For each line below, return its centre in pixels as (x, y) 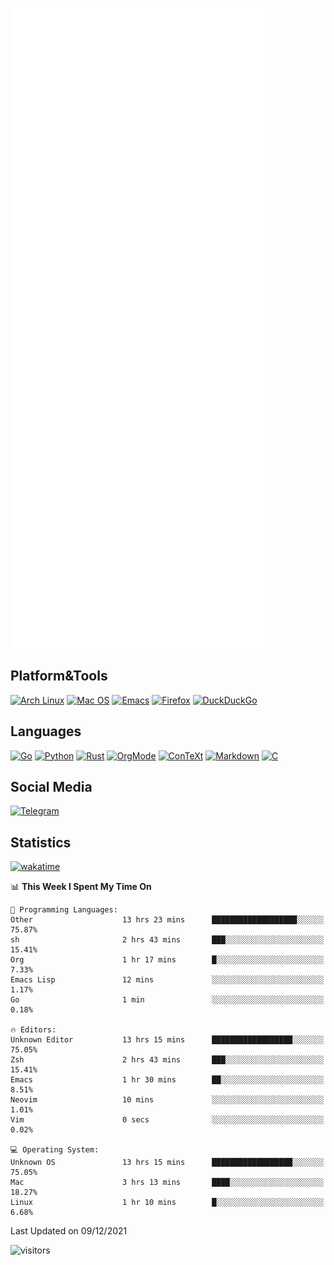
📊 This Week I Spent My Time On (81, 887)
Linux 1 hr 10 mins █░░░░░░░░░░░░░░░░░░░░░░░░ (167, 1203)
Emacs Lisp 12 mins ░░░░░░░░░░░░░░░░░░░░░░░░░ (167, 980)
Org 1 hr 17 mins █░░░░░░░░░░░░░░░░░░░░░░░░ (167, 960)
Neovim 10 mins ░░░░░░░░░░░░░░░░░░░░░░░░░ (167, 1100)
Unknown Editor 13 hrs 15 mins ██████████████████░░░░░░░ (167, 1040)
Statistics (41, 842)
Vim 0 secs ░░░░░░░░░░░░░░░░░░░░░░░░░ (167, 1120)
